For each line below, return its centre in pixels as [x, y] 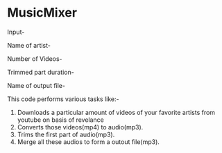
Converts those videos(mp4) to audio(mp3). [80, 127]
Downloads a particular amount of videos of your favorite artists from [116, 112]
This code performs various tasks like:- [63, 99]
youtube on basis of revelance [60, 120]
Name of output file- [36, 85]
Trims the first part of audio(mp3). [66, 134]
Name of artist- [29, 45]
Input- [16, 32]
